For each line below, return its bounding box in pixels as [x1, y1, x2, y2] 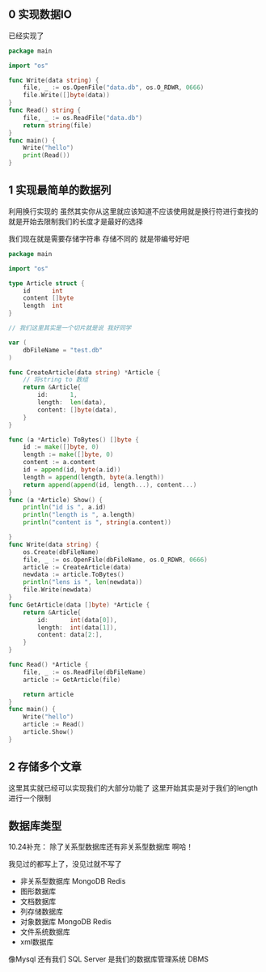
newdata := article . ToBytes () [23, 570, 125, 579]
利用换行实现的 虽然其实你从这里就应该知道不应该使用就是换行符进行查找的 [8, 206, 259, 216]
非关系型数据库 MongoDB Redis [19, 876, 126, 886]
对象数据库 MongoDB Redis [19, 917, 112, 927]
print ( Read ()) [23, 151, 70, 160]
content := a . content [23, 458, 95, 467]
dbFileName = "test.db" [23, 346, 103, 354]
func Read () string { [8, 106, 82, 115]
